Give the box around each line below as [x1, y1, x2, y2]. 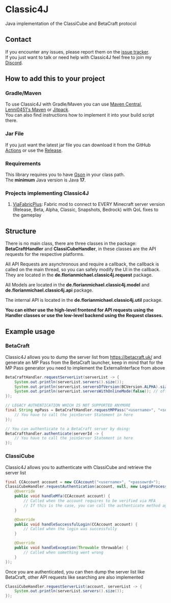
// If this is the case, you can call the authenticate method [23, 503, 160, 508]
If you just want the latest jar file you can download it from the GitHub [5, 142, 151, 148]
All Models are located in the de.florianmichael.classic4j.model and [5, 282, 150, 288]
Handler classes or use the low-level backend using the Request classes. [5, 312, 163, 319]
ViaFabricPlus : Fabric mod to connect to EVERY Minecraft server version [12, 201, 165, 207]
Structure [5, 227, 37, 235]
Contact [5, 35, 32, 44]
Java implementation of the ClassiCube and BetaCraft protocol [5, 20, 136, 27]
